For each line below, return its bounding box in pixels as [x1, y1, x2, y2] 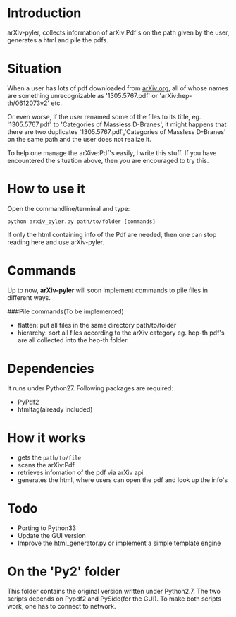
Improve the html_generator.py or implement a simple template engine [17, 539, 221, 547]
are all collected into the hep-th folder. [17, 335, 129, 344]
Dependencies [7, 360, 94, 376]
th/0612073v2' [7, 99, 50, 107]
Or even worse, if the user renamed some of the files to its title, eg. [7, 112, 201, 121]
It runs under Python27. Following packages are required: [7, 383, 174, 393]
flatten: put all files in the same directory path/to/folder [17, 321, 177, 329]
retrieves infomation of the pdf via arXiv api [17, 468, 144, 477]
